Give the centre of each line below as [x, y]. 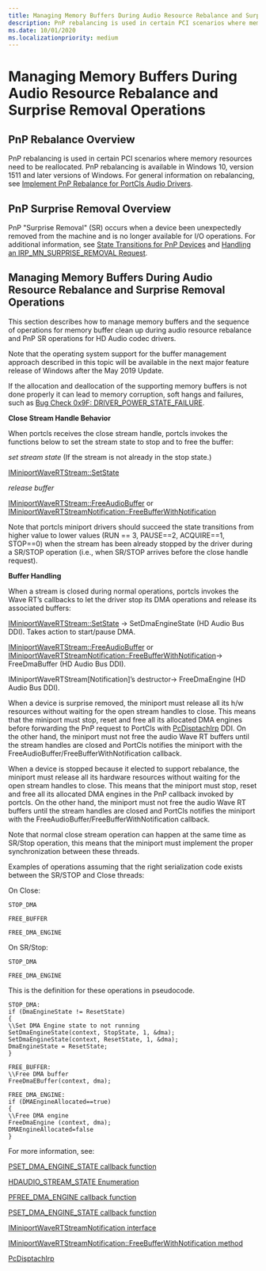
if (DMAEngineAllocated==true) [60, 1102]
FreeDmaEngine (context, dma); [60, 1122]
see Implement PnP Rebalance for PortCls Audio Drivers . [101, 184]
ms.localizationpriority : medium [63, 38]
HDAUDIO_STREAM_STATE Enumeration [74, 1182]
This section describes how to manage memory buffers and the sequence [129, 321]
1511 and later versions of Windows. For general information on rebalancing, [131, 176]
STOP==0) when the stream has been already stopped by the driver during [131, 544]
